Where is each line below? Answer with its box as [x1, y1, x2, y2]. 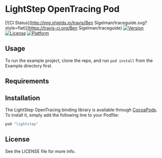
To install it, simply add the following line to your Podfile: [5, 112, 119, 118]
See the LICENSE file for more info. [5, 148, 76, 154]
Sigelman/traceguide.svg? [94, 20, 147, 26]
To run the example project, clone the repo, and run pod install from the [5, 58, 153, 63]
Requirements [5, 77, 49, 86]
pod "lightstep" [5, 122, 38, 126]
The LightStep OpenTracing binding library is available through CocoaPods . [5, 107, 158, 113]
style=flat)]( [5, 25, 29, 31]
